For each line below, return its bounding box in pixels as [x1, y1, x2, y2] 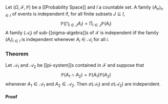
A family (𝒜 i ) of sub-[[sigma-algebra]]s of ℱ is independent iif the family [5, 30, 159, 37]
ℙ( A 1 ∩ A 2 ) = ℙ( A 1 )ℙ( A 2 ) [60, 72, 112, 79]
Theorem [5, 50, 29, 57]
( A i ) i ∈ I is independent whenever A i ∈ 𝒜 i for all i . [5, 36, 109, 43]
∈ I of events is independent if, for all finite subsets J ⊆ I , [5, 11, 125, 18]
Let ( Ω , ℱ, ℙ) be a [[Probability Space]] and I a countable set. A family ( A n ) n [5, 4, 163, 11]
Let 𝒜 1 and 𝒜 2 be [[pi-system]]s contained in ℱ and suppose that [5, 62, 144, 70]
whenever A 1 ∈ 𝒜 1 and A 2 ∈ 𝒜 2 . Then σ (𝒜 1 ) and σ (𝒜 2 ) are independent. [5, 81, 161, 88]
